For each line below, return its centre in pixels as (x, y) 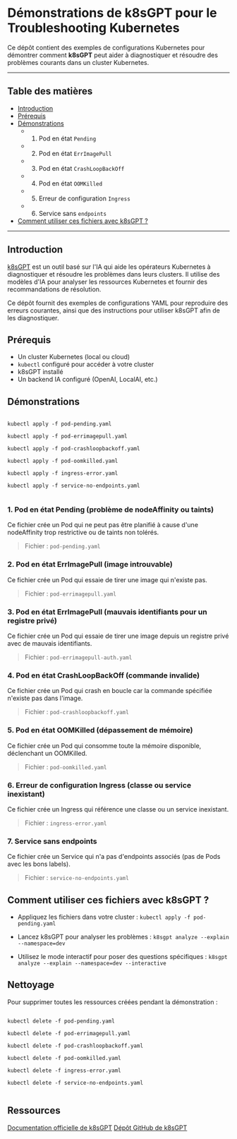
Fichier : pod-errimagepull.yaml (70, 593)
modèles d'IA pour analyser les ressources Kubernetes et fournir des (108, 282)
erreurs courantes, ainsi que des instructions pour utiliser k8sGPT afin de (114, 310)
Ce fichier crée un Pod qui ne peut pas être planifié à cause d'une (103, 525)
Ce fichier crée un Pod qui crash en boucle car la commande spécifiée (110, 691)
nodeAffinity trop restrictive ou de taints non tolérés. (83, 532)
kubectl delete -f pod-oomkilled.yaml (64, 1058)
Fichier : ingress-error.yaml (66, 823)
